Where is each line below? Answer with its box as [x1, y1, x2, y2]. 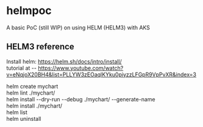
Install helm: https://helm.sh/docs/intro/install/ [6, 57, 122, 65]
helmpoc [6, 4, 52, 18]
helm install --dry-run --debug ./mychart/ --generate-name [6, 95, 155, 103]
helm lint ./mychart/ [6, 89, 55, 96]
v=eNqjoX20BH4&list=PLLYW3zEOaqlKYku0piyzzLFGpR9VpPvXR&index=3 [6, 71, 197, 78]
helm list [6, 108, 27, 116]
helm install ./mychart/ [6, 102, 63, 109]
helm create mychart [6, 82, 59, 90]
